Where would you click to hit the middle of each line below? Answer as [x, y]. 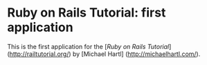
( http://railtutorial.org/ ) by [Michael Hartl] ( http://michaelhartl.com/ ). [104, 54]
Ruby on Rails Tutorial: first [87, 13]
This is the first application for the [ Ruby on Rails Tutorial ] [89, 46]
